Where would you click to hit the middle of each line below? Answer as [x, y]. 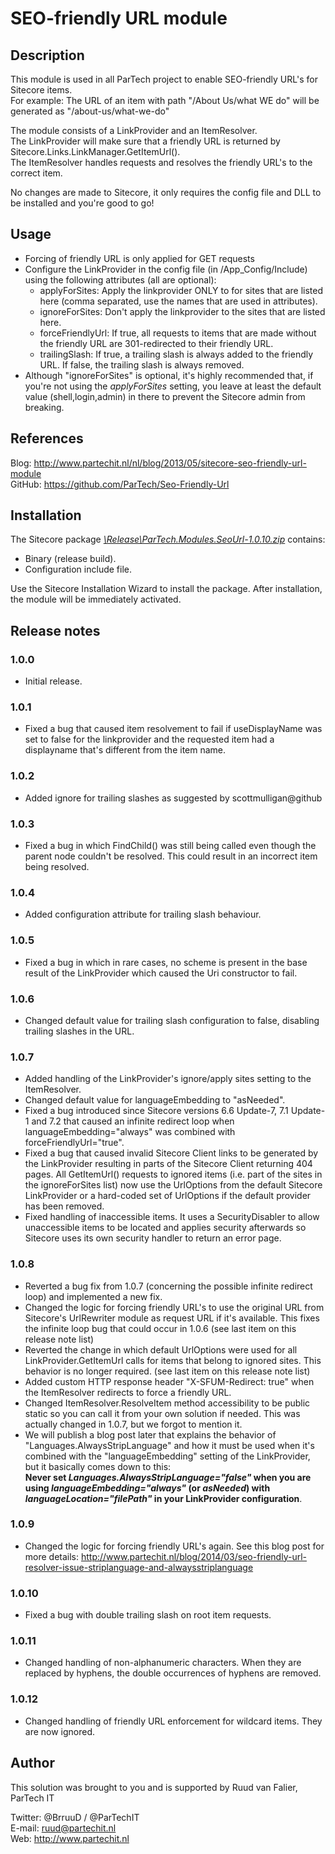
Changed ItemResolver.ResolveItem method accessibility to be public [167, 1403]
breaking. [44, 407]
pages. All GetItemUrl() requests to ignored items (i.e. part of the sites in [173, 1174]
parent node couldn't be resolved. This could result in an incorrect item [171, 856]
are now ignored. [60, 1731]
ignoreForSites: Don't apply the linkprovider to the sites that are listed [182, 311]
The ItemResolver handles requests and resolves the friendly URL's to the [161, 162]
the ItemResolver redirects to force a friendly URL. [128, 1392]
